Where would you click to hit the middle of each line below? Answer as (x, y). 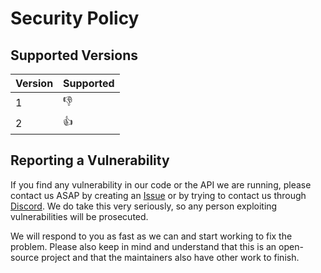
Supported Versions (74, 55)
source (25, 257)
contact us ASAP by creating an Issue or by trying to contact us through (158, 195)
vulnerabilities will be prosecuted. (79, 216)
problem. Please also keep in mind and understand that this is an (143, 246)
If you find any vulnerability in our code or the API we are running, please (161, 184)
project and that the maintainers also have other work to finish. (170, 257)
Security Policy (75, 18)
